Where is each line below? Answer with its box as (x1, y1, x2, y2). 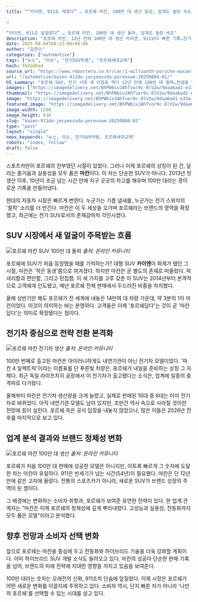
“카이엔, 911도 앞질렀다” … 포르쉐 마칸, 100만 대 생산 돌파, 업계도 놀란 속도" (6, 30, 177, 36)
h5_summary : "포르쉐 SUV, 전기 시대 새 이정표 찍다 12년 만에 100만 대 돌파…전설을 (6, 79, 189, 86)
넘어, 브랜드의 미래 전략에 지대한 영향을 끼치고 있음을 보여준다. (12, 562, 156, 570)
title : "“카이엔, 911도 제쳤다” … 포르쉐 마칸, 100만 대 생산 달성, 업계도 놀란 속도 (6, 8, 192, 15)
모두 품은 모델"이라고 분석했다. (6, 512, 77, 519)
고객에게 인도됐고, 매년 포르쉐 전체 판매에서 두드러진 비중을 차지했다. (16, 282, 174, 289)
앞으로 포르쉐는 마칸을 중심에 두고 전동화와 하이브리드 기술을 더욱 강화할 (6, 548, 171, 555)
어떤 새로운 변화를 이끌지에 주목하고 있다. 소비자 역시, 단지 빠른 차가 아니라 (6, 583, 177, 589)
